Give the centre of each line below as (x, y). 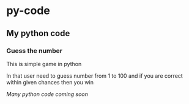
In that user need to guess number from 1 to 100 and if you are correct (95, 76)
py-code (28, 11)
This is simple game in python (44, 64)
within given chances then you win (50, 82)
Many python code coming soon (47, 94)
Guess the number (35, 51)
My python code (38, 33)
